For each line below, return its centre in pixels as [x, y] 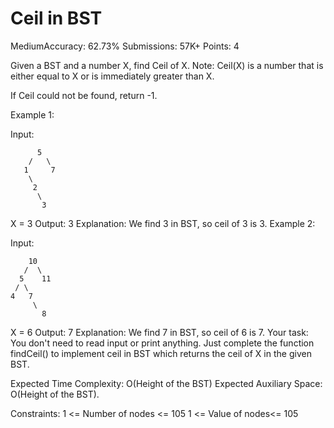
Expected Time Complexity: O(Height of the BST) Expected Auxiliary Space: [166, 383]
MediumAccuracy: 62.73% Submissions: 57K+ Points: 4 [125, 46]
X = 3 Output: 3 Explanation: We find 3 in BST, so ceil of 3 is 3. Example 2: [163, 223]
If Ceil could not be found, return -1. [84, 95]
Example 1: [32, 114]
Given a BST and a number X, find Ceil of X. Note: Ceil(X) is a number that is [167, 65]
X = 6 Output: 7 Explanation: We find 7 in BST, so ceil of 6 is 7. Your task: [159, 332]
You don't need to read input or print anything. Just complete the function [162, 343]
